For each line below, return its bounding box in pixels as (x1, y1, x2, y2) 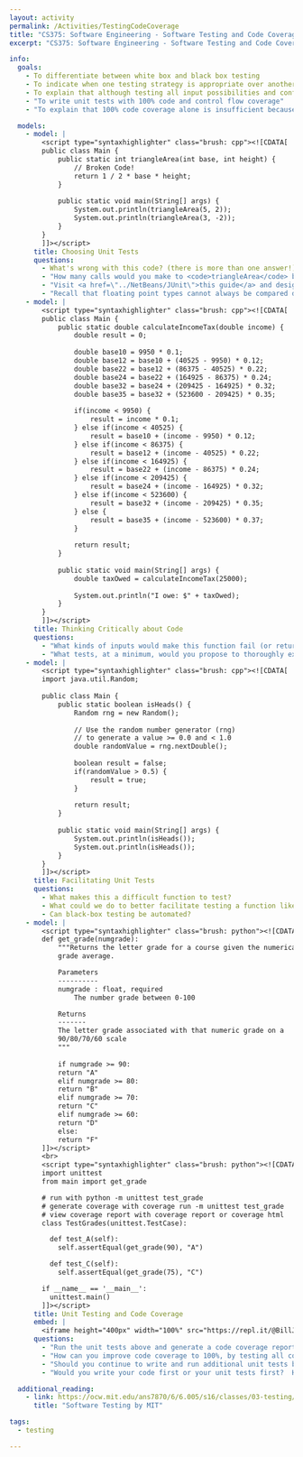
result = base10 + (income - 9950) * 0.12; (89, 431, 256, 440)
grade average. (57, 952, 115, 961)
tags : (9, 1417, 30, 1426)
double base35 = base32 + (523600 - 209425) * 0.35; (73, 390, 277, 399)
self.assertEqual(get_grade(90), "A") (57, 1243, 204, 1252)
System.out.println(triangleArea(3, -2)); (73, 214, 236, 223)
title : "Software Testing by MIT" (32, 1401, 164, 1410)
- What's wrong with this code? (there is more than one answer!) (41, 263, 297, 273)
